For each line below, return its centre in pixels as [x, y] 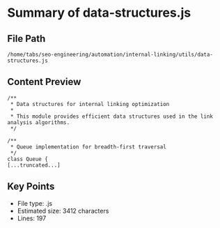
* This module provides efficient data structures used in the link [112, 116]
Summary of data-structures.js [99, 13]
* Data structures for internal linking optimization [90, 104]
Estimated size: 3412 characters [63, 211]
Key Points [31, 187]
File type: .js [35, 203]
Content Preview [44, 82]
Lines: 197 [32, 218]
